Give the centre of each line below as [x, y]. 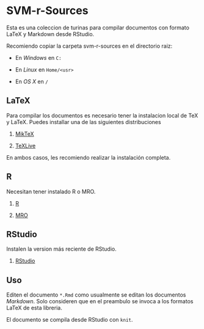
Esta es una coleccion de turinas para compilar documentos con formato [98, 28]
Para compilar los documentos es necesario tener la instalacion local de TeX [102, 115]
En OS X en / [32, 81]
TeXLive [25, 146]
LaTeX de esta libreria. [34, 308]
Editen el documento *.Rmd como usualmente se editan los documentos [96, 295]
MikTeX [24, 134]
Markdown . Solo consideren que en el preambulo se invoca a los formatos [100, 301]
